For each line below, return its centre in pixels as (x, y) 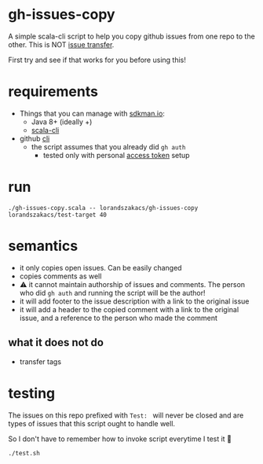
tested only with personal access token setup (116, 155)
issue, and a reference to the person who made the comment (119, 318)
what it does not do (56, 342)
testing (32, 393)
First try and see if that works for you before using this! (97, 60)
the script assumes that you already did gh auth (108, 146)
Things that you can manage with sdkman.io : (92, 113)
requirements (53, 92)
